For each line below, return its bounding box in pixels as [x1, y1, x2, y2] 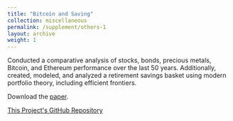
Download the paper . [7, 93, 69, 101]
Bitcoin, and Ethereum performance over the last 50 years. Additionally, [7, 64, 217, 72]
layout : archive [7, 30, 55, 38]
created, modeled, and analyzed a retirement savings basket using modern [7, 71, 227, 80]
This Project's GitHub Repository [7, 106, 103, 115]
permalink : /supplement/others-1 [7, 23, 107, 30]
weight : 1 [7, 37, 37, 44]
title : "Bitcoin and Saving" [7, 10, 94, 18]
